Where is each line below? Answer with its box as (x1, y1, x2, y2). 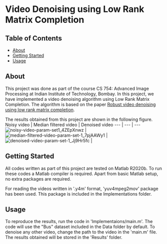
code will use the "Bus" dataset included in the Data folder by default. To (5, 224, 155, 230)
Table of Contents (5, 34, 62, 42)
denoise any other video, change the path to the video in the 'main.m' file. (5, 229, 157, 235)
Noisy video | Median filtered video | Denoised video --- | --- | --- (5, 121, 141, 128)
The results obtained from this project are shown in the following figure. (5, 116, 153, 122)
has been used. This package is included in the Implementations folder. (5, 191, 152, 197)
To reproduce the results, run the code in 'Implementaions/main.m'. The (5, 219, 153, 225)
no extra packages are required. (5, 176, 71, 182)
